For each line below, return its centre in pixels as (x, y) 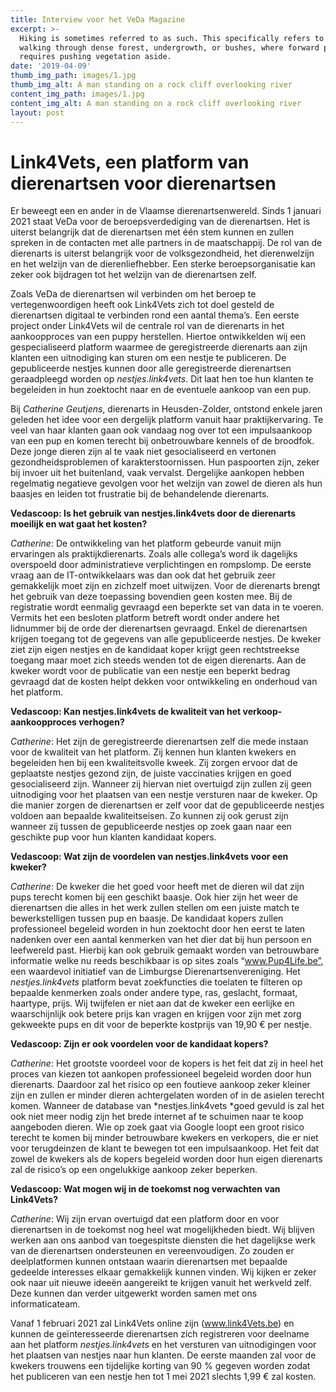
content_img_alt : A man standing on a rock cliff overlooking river (156, 103)
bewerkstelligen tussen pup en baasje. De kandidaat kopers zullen (147, 918)
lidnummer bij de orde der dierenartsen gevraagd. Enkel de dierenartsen (159, 628)
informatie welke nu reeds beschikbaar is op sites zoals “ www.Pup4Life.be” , (167, 961)
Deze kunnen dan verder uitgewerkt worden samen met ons (134, 1293)
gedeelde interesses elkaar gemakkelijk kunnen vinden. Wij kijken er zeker (163, 1272)
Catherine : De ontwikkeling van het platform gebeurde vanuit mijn (146, 543)
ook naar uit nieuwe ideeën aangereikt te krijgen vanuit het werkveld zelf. (161, 1283)
